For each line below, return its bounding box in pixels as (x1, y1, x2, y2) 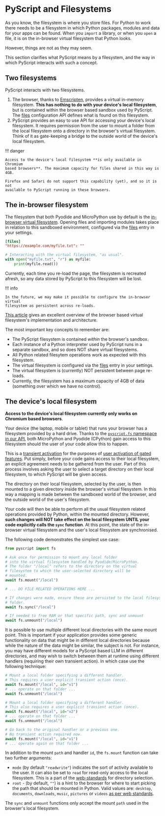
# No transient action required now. (5, 731, 82, 737)
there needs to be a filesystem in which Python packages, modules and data (5, 25, 160, 30)
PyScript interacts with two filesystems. (5, 87, 85, 93)
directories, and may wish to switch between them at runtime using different (5, 653, 160, 659)
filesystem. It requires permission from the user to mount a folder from (12, 122, 155, 128)
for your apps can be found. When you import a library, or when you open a (5, 30, 157, 36)
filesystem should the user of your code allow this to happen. (5, 441, 129, 447)
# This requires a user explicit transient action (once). (5, 677, 129, 682)
